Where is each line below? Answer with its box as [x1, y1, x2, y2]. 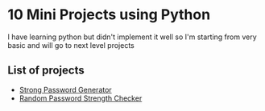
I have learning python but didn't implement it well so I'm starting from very [7, 32, 257, 42]
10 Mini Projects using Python [7, 6, 211, 24]
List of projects [7, 64, 85, 77]
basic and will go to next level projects [7, 40, 135, 50]
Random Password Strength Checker [19, 93, 143, 103]
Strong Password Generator [19, 85, 112, 94]
